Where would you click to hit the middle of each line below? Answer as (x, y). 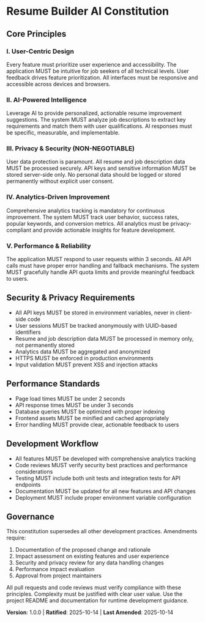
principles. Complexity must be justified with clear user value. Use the (95, 594)
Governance (30, 516)
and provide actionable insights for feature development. (104, 230)
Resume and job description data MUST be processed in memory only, (104, 338)
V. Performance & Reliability (49, 246)
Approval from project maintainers (58, 576)
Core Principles (36, 34)
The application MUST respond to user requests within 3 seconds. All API (99, 259)
